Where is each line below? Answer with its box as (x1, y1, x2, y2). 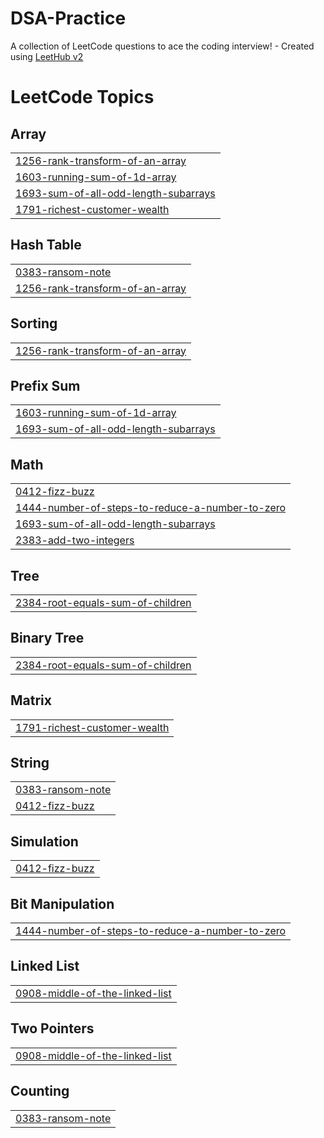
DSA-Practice (10, 7, 127, 30)
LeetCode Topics (10, 86, 155, 109)
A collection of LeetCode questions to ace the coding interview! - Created (10, 40, 315, 52)
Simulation (10, 833, 79, 850)
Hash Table (10, 237, 82, 254)
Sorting (10, 315, 58, 332)
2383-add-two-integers (15, 533, 135, 547)
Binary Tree (10, 630, 85, 647)
